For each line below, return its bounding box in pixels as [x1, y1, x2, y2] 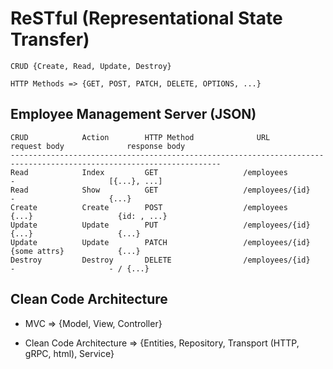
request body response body [10, 141, 186, 151]
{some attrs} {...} [10, 246, 141, 256]
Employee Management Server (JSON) [10, 106, 257, 123]
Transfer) [10, 28, 90, 51]
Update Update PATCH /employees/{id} [10, 237, 311, 247]
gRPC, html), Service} [24, 347, 115, 359]
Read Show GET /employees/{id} [10, 185, 311, 195]
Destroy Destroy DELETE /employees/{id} [10, 255, 311, 265]
